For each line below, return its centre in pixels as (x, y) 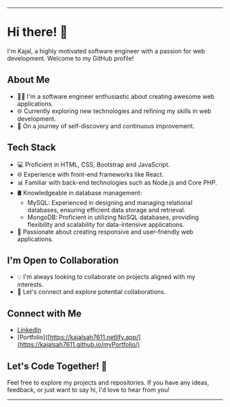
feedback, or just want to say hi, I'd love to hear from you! (88, 390)
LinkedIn (29, 330)
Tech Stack (31, 148)
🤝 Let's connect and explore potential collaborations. (91, 292)
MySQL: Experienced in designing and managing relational (110, 202)
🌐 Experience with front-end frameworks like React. (90, 174)
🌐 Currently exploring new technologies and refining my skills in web (114, 111)
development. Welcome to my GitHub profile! (71, 58)
